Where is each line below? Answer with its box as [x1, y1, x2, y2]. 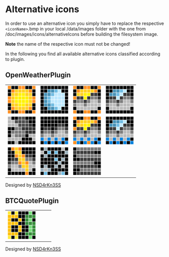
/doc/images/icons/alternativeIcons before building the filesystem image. [5, 31, 158, 37]
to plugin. [5, 56, 25, 62]
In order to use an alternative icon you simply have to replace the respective [5, 20, 164, 26]
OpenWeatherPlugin [5, 71, 71, 80]
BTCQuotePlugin [5, 196, 59, 205]
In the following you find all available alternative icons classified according [5, 51, 161, 57]
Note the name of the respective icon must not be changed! [5, 41, 130, 47]
